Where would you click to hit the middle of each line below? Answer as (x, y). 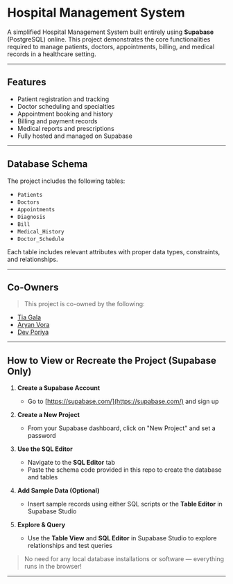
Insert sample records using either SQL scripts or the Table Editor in (125, 504)
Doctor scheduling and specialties (66, 106)
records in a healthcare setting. (52, 54)
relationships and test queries (70, 546)
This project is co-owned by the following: (84, 304)
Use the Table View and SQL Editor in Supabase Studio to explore (122, 538)
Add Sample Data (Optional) (58, 490)
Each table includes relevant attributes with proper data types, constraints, (114, 251)
